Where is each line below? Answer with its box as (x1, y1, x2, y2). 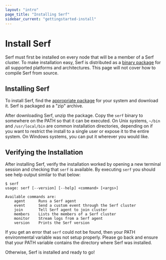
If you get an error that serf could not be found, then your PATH (5, 229, 135, 235)
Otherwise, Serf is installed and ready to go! (5, 249, 95, 255)
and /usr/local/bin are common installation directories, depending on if (5, 123, 153, 129)
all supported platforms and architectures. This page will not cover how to (5, 65, 156, 71)
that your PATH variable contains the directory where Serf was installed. (5, 239, 152, 246)
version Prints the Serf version (14, 220, 90, 225)
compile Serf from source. (5, 70, 58, 76)
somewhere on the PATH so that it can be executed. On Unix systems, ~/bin (5, 118, 161, 124)
